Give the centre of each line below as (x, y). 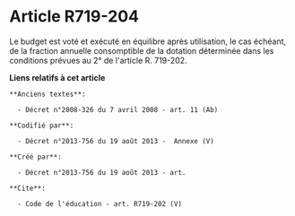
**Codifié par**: (42, 125)
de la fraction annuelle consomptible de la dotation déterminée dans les (142, 50)
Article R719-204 (74, 17)
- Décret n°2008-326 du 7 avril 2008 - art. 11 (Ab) (118, 109)
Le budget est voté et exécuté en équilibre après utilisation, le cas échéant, (148, 41)
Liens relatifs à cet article (57, 77)
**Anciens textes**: (48, 94)
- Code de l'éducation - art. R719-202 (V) (100, 203)
